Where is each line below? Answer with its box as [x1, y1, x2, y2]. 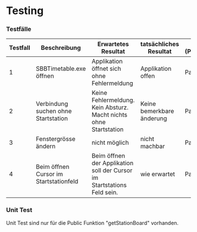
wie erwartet [140, 170, 175, 178]
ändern [36, 142, 56, 151]
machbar [140, 142, 165, 151]
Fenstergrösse [36, 135, 76, 143]
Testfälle [6, 25, 32, 33]
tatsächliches [140, 40, 179, 48]
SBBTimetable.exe [36, 64, 86, 73]
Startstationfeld [36, 178, 79, 186]
